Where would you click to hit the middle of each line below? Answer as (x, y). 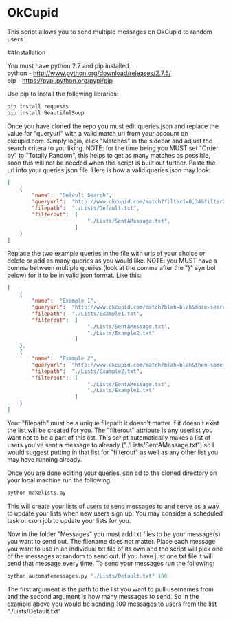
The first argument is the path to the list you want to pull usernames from (111, 589)
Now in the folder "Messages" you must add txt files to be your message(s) (114, 534)
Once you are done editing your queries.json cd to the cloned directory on (112, 473)
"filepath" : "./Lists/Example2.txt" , (87, 371)
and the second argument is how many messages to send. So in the (103, 596)
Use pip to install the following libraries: (63, 94)
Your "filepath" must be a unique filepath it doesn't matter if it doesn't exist (113, 423)
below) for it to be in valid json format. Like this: (75, 275)
